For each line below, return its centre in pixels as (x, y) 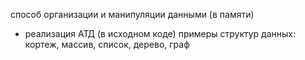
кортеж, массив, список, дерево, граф (107, 44)
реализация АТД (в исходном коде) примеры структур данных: (160, 33)
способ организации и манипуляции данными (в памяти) (132, 14)
